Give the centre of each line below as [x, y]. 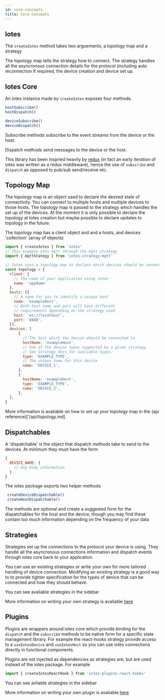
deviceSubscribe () [24, 121]
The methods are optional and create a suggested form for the [68, 509]
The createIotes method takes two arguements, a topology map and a [76, 46]
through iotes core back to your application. [49, 557]
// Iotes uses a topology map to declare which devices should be [74, 265]
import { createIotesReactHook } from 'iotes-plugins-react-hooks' [76, 673]
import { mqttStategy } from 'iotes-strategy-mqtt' [59, 256]
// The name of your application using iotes [61, 278]
